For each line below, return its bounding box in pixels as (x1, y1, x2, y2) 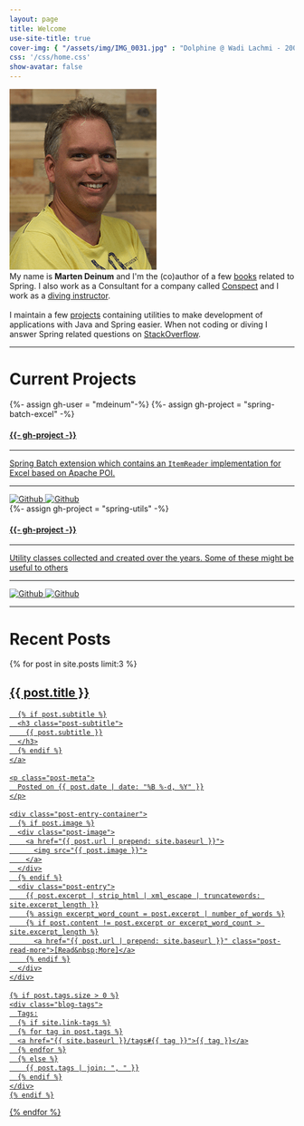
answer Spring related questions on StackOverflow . (9, 329, 202, 339)
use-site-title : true (9, 34, 91, 43)
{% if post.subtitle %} (17, 710, 107, 720)
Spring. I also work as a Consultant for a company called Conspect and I (9, 281, 279, 291)
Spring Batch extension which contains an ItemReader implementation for (9, 458, 281, 469)
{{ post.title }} (9, 684, 90, 700)
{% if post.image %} (17, 819, 95, 829)
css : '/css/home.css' (9, 53, 91, 63)
